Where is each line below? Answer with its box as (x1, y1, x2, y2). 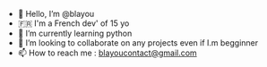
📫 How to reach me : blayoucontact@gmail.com (17, 47, 197, 58)
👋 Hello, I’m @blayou (17, 9, 95, 19)
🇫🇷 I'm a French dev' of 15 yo (17, 18, 130, 29)
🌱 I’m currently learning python (17, 28, 133, 38)
